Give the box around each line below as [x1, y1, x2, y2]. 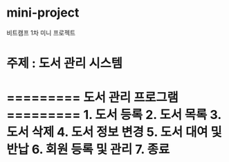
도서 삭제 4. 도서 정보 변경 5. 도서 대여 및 [6, 125, 222, 140]
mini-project [6, 5, 80, 21]
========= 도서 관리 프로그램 [6, 90, 179, 105]
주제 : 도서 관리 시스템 [6, 55, 122, 71]
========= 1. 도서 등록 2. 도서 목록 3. [6, 107, 222, 123]
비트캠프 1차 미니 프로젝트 [6, 28, 76, 37]
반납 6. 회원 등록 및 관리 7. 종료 [6, 142, 170, 157]
